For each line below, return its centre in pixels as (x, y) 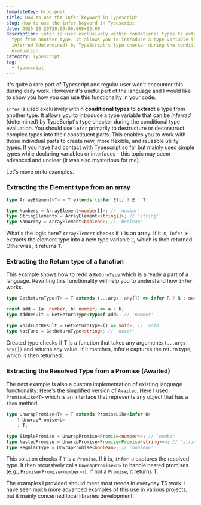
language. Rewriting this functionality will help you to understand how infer (99, 281)
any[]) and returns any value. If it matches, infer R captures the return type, (99, 349)
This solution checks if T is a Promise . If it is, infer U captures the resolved (98, 459)
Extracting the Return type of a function (65, 262)
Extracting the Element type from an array (68, 187)
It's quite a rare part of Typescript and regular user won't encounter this (95, 85)
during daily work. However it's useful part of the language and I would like (99, 91)
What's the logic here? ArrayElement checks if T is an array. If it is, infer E (97, 233)
